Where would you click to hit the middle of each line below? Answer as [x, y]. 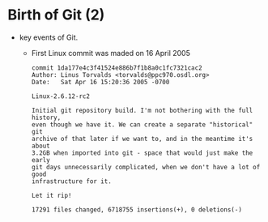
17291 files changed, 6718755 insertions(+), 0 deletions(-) [136, 209]
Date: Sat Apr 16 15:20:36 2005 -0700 [100, 82]
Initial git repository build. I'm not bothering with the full [142, 110]
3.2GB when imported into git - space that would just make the [142, 153]
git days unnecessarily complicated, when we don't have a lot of [146, 167]
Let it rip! [51, 195]
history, [46, 117]
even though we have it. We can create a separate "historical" [142, 124]
